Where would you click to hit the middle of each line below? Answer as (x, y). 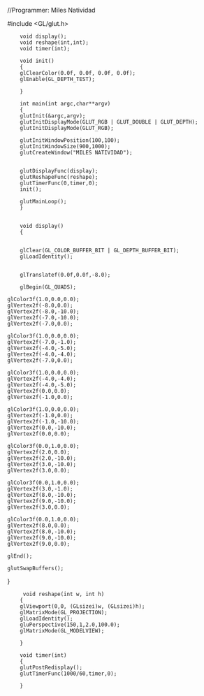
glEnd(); (20, 556)
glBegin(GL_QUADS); (48, 287)
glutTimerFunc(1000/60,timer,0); (68, 674)
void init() (37, 61)
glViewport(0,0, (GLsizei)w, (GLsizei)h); (82, 607)
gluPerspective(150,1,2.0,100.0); (70, 625)
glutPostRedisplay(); (51, 667)
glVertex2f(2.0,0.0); (39, 452)
